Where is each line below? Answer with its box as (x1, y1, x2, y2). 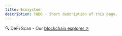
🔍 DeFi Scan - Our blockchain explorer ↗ (5, 25, 89, 31)
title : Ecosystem (5, 7, 41, 12)
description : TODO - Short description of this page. (5, 12, 118, 17)
